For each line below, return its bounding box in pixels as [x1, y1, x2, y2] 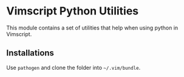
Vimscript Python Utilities [6, 4, 139, 18]
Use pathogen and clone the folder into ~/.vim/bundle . [6, 64, 141, 71]
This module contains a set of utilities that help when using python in [6, 24, 179, 31]
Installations [6, 48, 55, 58]
